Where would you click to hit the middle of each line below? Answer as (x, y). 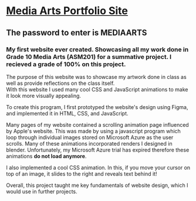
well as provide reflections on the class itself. (60, 83)
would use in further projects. (42, 191)
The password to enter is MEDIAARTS (77, 33)
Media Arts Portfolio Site (67, 11)
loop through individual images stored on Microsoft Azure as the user (90, 137)
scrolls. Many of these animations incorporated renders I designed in (89, 143)
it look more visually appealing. (43, 95)
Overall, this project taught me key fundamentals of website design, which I (97, 185)
